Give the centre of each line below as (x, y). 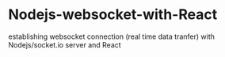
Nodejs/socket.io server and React (65, 44)
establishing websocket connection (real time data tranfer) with (112, 36)
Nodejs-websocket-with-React (113, 15)
